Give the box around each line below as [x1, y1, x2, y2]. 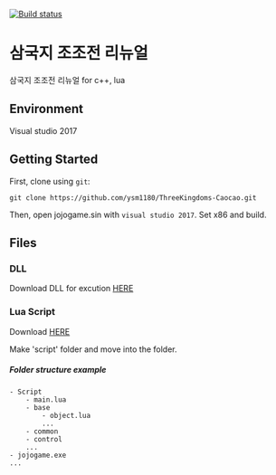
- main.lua [25, 394, 67, 404]
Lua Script [9, 306, 56, 318]
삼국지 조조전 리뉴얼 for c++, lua [9, 74, 126, 85]
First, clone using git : [9, 176, 90, 186]
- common [25, 426, 59, 436]
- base [25, 403, 51, 412]
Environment [9, 101, 84, 117]
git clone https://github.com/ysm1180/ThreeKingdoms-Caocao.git [9, 193, 257, 203]
